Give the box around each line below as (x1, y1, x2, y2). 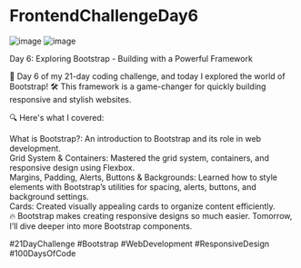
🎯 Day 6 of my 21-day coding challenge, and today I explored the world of (9, 70, 286, 82)
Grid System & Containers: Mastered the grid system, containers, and (9, 152, 270, 164)
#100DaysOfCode (9, 247, 76, 259)
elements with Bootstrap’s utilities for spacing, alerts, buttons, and (9, 181, 256, 192)
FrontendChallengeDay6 (9, 5, 199, 26)
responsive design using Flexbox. (9, 162, 135, 173)
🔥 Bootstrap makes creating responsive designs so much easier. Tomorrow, (9, 210, 293, 221)
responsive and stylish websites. (9, 94, 132, 104)
